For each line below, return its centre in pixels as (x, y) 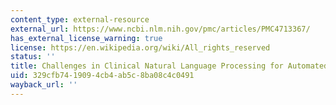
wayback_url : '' (44, 85)
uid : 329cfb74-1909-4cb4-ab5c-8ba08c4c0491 (102, 76)
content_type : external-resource (80, 19)
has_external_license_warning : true (86, 38)
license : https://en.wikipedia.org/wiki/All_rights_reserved (140, 47)
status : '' (33, 57)
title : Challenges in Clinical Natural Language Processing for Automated (169, 66)
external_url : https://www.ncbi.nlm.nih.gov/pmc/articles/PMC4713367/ (160, 29)
